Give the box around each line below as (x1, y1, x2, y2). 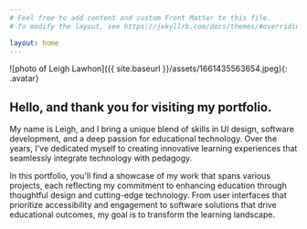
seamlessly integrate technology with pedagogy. (9, 152, 193, 164)
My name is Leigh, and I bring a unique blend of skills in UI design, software (9, 124, 295, 135)
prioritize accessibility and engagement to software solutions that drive (9, 200, 277, 211)
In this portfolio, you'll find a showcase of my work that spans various (9, 171, 271, 182)
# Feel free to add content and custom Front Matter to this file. (9, 13, 272, 23)
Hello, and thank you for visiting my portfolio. (9, 99, 272, 115)
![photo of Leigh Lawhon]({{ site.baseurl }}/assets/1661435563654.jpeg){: (9, 63, 288, 74)
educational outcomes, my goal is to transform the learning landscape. (9, 209, 276, 220)
